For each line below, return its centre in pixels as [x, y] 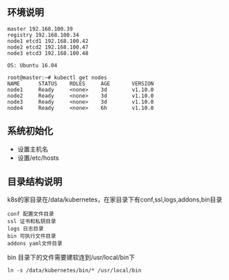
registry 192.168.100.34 [43, 35]
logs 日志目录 [25, 229]
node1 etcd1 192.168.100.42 [48, 41]
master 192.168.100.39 [40, 29]
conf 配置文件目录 [31, 214]
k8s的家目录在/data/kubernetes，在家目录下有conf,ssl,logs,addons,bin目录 [115, 199]
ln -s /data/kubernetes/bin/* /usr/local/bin [74, 271]
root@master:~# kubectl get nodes [57, 77]
